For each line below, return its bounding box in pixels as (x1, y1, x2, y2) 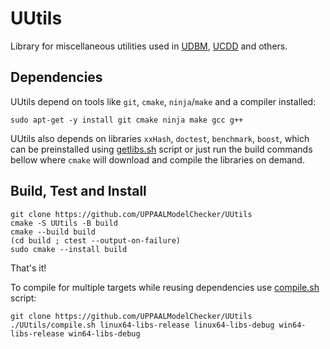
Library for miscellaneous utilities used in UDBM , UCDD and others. (10, 40, 288, 52)
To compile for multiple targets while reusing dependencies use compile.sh (10, 281, 320, 293)
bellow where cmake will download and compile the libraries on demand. (10, 153, 305, 166)
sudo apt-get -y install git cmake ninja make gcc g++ (10, 115, 244, 125)
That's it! (10, 262, 47, 274)
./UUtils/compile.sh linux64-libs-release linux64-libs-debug (10, 320, 275, 330)
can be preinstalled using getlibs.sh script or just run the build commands (10, 143, 313, 155)
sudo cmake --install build (10, 244, 128, 254)
